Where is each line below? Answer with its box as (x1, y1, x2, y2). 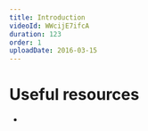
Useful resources (9, 85, 140, 105)
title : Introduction (9, 12, 86, 22)
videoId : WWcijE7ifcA (9, 21, 90, 30)
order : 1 (9, 37, 42, 47)
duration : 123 (9, 29, 62, 38)
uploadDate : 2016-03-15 (9, 46, 98, 55)
